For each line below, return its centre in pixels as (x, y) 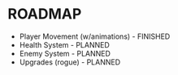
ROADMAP (45, 14)
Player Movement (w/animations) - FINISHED (95, 36)
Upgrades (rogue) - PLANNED (70, 62)
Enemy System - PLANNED (65, 53)
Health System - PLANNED (65, 44)
